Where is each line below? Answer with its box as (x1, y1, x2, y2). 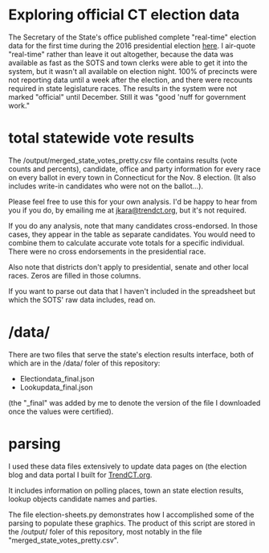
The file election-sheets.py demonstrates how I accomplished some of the (8, 510, 255, 519)
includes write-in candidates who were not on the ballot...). (8, 181, 203, 191)
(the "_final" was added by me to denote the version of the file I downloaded (8, 398, 261, 407)
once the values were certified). (8, 406, 114, 416)
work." (8, 101, 31, 110)
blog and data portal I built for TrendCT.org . (8, 469, 153, 480)
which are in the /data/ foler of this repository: (8, 358, 161, 368)
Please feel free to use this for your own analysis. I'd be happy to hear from (8, 196, 258, 206)
